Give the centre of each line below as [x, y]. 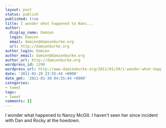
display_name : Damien [32, 32]
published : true [22, 19]
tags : [11, 92]
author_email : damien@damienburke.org [45, 55]
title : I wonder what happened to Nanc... [49, 23]
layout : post [19, 10]
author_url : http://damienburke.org [43, 60]
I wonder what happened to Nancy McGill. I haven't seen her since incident [82, 115]
